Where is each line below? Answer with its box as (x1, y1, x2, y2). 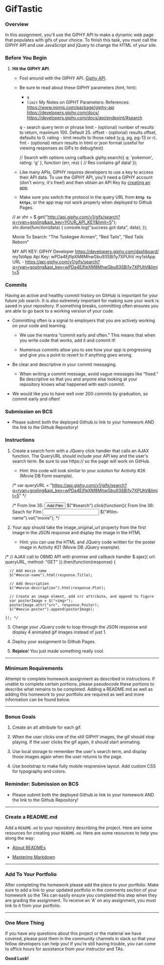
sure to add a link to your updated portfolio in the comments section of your (5, 887, 157, 893)
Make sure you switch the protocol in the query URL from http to (19, 194, 151, 200)
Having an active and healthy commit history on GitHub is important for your (5, 293, 159, 298)
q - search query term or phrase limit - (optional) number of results (19, 124, 154, 130)
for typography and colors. (12, 768, 66, 775)
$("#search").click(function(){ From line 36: (66, 502, 154, 508)
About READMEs (12, 844, 46, 850)
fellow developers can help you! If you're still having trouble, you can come (5, 941, 156, 947)
